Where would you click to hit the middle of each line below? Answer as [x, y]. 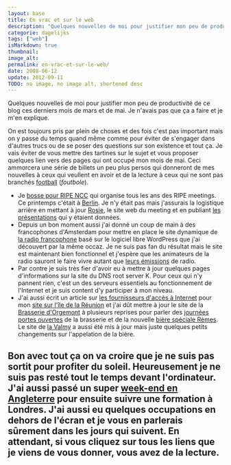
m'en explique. [29, 118]
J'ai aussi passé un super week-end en [93, 388]
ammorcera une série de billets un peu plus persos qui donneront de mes [111, 168]
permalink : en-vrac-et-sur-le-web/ [59, 65]
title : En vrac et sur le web [51, 20]
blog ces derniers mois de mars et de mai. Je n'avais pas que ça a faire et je [115, 111]
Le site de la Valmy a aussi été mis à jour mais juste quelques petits [112, 327]
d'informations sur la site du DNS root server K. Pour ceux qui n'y [110, 276]
